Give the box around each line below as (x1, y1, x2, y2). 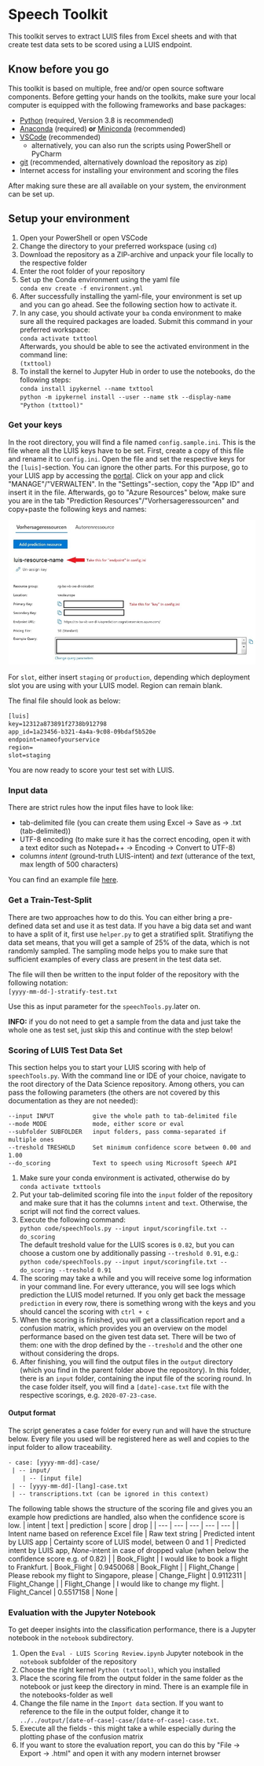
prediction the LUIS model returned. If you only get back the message (19, 1290, 246, 1299)
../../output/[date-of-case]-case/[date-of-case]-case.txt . (19, 1716, 219, 1725)
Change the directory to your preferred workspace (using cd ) (19, 241, 218, 251)
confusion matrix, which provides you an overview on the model (19, 1323, 228, 1333)
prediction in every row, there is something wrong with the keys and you (19, 1298, 256, 1308)
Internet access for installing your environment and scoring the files (19, 165, 239, 175)
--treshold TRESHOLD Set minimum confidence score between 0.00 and (8, 1143, 251, 1151)
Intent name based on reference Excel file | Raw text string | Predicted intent (8, 1529, 255, 1539)
